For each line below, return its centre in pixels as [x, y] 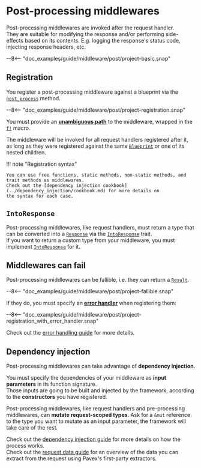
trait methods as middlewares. [45, 180]
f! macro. [18, 128]
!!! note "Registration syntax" [42, 164]
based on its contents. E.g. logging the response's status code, [103, 40]
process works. [25, 446]
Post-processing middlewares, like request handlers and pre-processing [96, 409]
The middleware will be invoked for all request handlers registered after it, [97, 139]
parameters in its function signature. [52, 384]
